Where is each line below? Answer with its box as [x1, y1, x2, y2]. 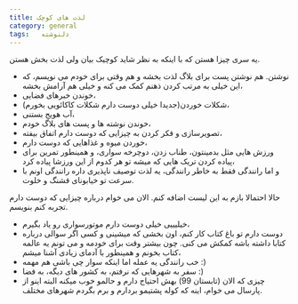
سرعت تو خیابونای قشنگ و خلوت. [21, 175, 135, 186]
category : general [9, 21, 77, 30]
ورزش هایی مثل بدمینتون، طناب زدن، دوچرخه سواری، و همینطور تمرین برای [21, 147, 274, 157]
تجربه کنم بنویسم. [9, 202, 68, 212]
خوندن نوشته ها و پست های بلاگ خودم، [21, 118, 151, 129]
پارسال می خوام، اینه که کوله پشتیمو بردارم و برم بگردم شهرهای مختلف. [21, 285, 262, 296]
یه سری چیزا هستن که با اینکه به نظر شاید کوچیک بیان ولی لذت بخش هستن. [9, 54, 261, 65]
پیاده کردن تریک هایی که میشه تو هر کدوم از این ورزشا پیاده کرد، [21, 156, 236, 167]
